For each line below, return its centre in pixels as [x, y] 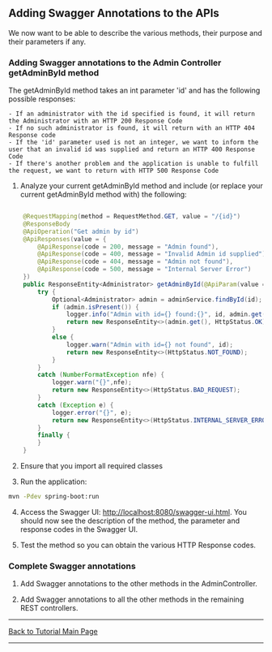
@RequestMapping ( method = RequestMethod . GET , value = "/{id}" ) [132, 217]
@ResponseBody [47, 224]
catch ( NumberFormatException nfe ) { [101, 375]
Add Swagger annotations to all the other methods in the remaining [132, 599]
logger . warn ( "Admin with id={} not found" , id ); [149, 344]
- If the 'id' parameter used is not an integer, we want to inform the [134, 142]
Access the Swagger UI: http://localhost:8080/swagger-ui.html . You [133, 512]
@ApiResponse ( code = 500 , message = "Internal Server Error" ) [144, 270]
